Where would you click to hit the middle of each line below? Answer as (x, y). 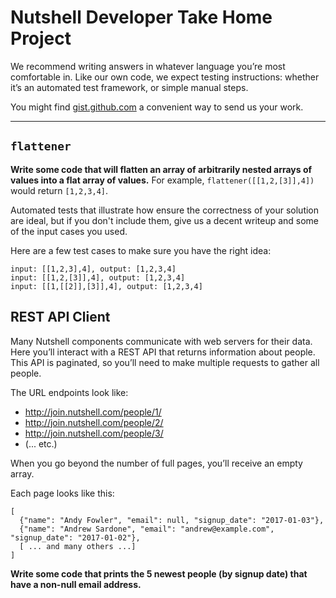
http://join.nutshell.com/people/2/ (94, 422)
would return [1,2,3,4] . (59, 190)
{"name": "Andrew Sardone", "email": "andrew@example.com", (147, 529)
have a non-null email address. (76, 584)
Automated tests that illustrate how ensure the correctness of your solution (165, 210)
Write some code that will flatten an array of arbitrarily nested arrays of (161, 169)
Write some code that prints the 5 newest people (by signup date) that (159, 573)
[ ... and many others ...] (78, 546)
